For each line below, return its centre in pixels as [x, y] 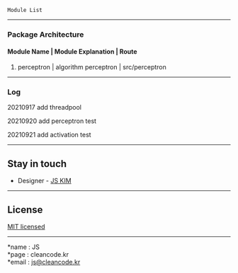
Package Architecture [46, 34]
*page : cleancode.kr [38, 255]
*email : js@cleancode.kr [44, 262]
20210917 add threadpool [44, 108]
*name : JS [24, 247]
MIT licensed [26, 227]
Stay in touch [37, 164]
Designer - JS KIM [45, 181]
